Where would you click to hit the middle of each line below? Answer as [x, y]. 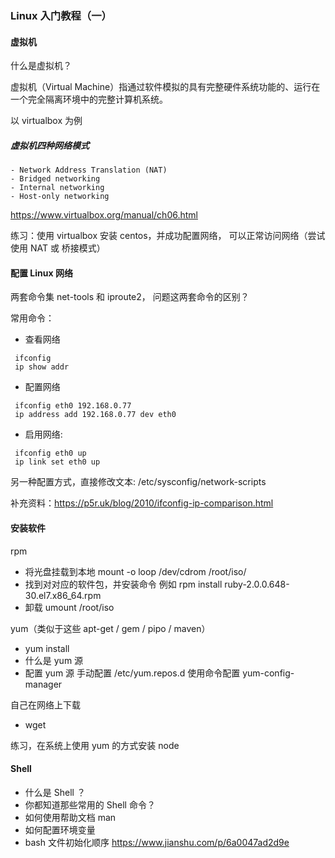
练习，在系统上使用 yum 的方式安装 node [95, 745]
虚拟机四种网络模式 [50, 145]
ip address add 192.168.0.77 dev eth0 [95, 415]
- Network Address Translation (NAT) [89, 170]
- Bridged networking [55, 179]
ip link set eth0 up [57, 462]
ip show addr [42, 367]
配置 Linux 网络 [41, 273]
